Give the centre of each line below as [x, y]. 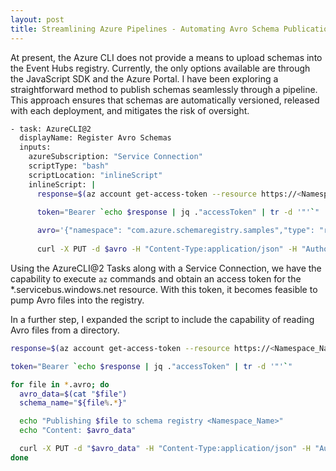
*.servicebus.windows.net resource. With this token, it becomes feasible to [164, 289]
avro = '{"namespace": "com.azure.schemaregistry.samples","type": [175, 231]
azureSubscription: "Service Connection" [115, 157]
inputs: [35, 147]
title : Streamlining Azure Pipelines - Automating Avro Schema [145, 29]
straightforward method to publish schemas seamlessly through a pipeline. [164, 89]
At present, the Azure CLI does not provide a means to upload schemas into [166, 57]
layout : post [37, 19]
